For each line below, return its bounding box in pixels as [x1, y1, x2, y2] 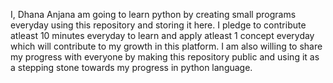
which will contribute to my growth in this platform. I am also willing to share [10, 40, 323, 52]
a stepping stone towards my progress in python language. [10, 62, 253, 73]
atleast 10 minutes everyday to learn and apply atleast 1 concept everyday [10, 30, 315, 41]
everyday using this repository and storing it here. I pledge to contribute [10, 19, 307, 31]
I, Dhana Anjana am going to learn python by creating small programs [10, 9, 297, 20]
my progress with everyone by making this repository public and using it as [10, 51, 320, 63]
